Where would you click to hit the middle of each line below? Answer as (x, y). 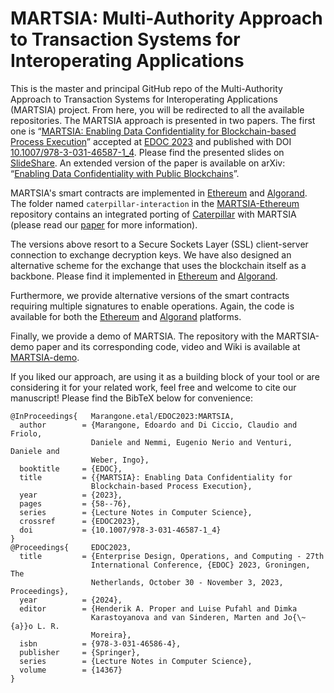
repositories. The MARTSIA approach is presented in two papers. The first (163, 120)
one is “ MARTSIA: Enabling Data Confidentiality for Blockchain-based (153, 131)
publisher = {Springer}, (80, 652)
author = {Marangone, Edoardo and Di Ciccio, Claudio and (158, 425)
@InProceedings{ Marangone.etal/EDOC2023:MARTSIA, (122, 416)
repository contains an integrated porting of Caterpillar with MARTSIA (153, 214)
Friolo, (26, 433)
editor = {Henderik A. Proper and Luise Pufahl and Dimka (158, 608)
